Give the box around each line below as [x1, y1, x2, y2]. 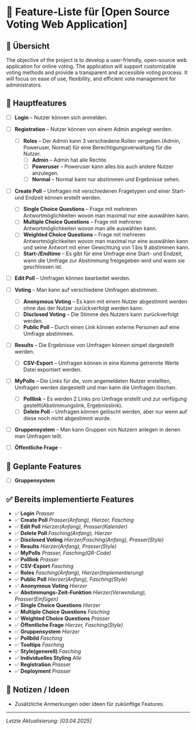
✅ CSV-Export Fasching [14, 562, 74, 570]
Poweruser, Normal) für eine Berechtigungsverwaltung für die [23, 144, 172, 151]
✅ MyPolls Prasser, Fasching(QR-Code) [14, 549, 111, 556]
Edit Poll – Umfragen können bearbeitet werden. [14, 275, 131, 282]
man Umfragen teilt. [14, 433, 63, 440]
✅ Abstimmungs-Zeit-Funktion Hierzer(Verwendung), [14, 588, 147, 596]
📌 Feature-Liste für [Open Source [6, 5, 170, 19]
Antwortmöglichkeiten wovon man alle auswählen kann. [23, 225, 157, 232]
